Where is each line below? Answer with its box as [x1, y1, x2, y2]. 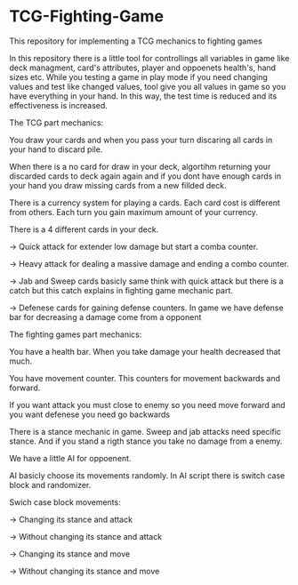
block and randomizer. [9, 479, 92, 490]
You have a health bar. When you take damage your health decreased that [9, 346, 281, 357]
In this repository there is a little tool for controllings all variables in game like [9, 52, 290, 63]
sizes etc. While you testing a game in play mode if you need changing [9, 71, 269, 82]
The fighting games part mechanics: [9, 329, 142, 340]
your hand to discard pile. [9, 144, 103, 155]
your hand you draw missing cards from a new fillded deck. [9, 180, 227, 190]
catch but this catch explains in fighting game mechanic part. [9, 284, 234, 295]
